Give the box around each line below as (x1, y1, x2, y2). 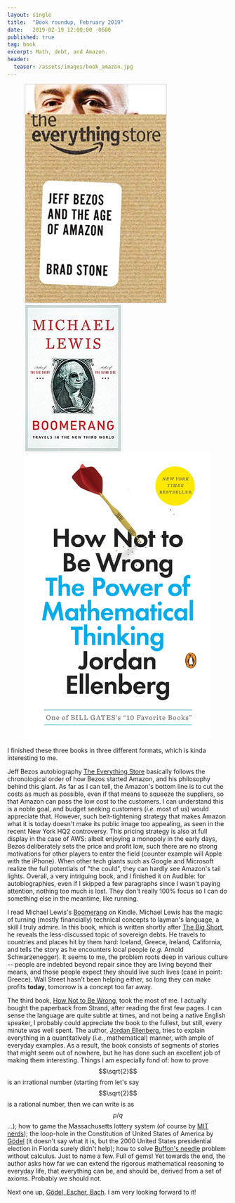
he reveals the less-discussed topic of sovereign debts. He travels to (7, 930, 206, 939)
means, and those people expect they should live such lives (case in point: (7, 967, 222, 976)
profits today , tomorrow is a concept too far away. (7, 982, 153, 991)
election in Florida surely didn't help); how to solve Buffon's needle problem (7, 1144, 226, 1152)
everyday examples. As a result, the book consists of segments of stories (7, 1041, 220, 1049)
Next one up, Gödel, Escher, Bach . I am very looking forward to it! (7, 1188, 196, 1196)
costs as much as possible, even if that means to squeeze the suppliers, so (7, 790, 224, 798)
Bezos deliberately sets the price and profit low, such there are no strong (7, 842, 217, 850)
